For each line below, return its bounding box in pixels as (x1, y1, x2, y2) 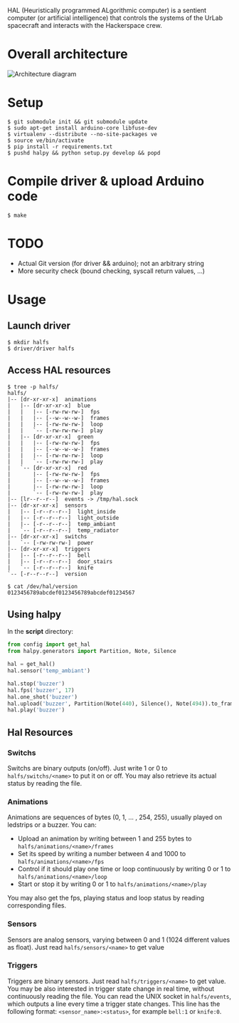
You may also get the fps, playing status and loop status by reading (7, 894, 205, 903)
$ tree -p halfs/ (7, 383, 59, 391)
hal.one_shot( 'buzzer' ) (7, 693, 78, 701)
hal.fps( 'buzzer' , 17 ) (7, 687, 75, 694)
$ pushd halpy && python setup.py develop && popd (7, 149, 161, 156)
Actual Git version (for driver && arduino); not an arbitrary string (17, 259, 205, 267)
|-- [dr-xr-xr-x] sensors (7, 502, 87, 509)
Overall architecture (7, 46, 128, 63)
